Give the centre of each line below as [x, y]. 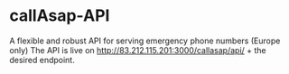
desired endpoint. [42, 60]
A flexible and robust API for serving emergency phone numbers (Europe [145, 41]
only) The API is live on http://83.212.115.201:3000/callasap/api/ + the [138, 50]
